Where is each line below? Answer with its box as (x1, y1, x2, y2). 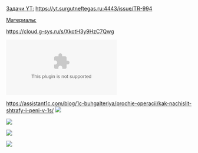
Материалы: (6, 17, 37, 23)
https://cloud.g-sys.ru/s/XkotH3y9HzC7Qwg (6, 28, 114, 35)
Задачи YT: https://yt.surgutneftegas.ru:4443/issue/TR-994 (6, 5, 153, 12)
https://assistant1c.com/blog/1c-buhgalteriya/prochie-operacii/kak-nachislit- (6, 100, 192, 107)
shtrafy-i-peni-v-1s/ (6, 107, 54, 114)
